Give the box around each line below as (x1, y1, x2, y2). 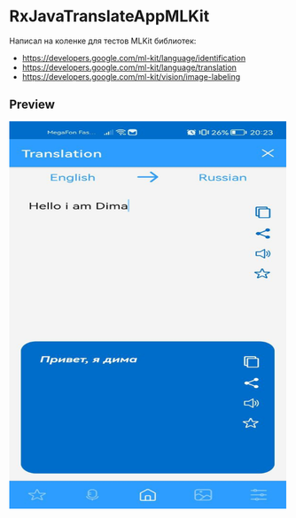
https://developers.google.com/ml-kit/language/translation (21, 62, 238, 73)
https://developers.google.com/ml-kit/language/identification (21, 52, 246, 63)
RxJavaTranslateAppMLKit (9, 6, 210, 27)
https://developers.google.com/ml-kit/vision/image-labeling (21, 71, 241, 81)
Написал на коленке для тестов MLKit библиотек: (9, 35, 197, 46)
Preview (9, 97, 56, 112)
